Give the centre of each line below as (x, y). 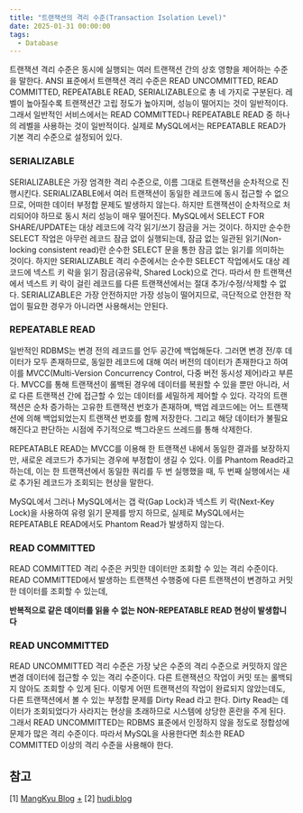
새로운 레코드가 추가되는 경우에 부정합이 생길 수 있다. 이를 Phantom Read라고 (158, 460)
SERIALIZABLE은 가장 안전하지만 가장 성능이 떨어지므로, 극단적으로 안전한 (151, 295)
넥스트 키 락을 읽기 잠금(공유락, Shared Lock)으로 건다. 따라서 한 (147, 272)
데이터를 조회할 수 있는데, (63, 591)
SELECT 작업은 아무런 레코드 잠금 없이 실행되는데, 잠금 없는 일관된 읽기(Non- (146, 238)
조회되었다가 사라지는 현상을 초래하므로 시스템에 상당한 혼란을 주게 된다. (160, 711)
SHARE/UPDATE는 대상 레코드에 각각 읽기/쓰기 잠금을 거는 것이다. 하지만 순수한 (150, 227)
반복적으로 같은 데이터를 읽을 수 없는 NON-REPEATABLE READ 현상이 (133, 610)
